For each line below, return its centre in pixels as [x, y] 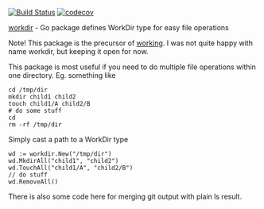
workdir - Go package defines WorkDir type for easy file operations [118, 27]
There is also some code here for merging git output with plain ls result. [125, 196]
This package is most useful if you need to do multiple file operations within [132, 67]
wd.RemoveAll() [33, 182]
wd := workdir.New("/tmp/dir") [60, 154]
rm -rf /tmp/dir [35, 125]
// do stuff [28, 175]
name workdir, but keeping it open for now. [78, 51]
